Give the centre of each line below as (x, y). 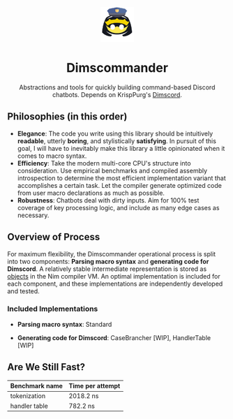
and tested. (23, 291)
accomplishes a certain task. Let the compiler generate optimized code (119, 185)
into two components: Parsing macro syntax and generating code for (108, 261)
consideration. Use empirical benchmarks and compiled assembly (112, 170)
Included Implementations (53, 309)
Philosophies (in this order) (67, 117)
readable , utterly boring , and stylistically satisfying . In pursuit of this (116, 141)
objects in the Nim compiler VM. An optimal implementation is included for (114, 276)
